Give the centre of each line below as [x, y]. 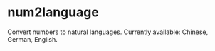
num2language [53, 12]
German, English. [33, 39]
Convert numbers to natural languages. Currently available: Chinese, [108, 32]
